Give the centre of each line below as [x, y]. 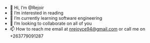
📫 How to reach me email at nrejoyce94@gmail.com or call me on [77, 29]
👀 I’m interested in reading [36, 13]
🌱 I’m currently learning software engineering [56, 18]
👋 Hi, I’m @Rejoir [27, 8]
